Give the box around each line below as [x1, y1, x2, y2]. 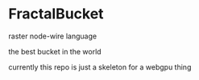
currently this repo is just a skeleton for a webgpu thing [8, 62, 192, 72]
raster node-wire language [8, 31, 97, 41]
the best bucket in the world [8, 46, 102, 56]
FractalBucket [8, 5, 104, 23]
